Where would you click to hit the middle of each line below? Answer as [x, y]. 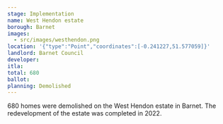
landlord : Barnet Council [45, 54]
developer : [23, 60]
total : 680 [23, 73]
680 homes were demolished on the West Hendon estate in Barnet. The [112, 106]
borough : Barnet [31, 27]
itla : [15, 66]
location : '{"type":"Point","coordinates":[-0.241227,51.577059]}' [109, 46]
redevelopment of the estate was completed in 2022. [85, 113]
